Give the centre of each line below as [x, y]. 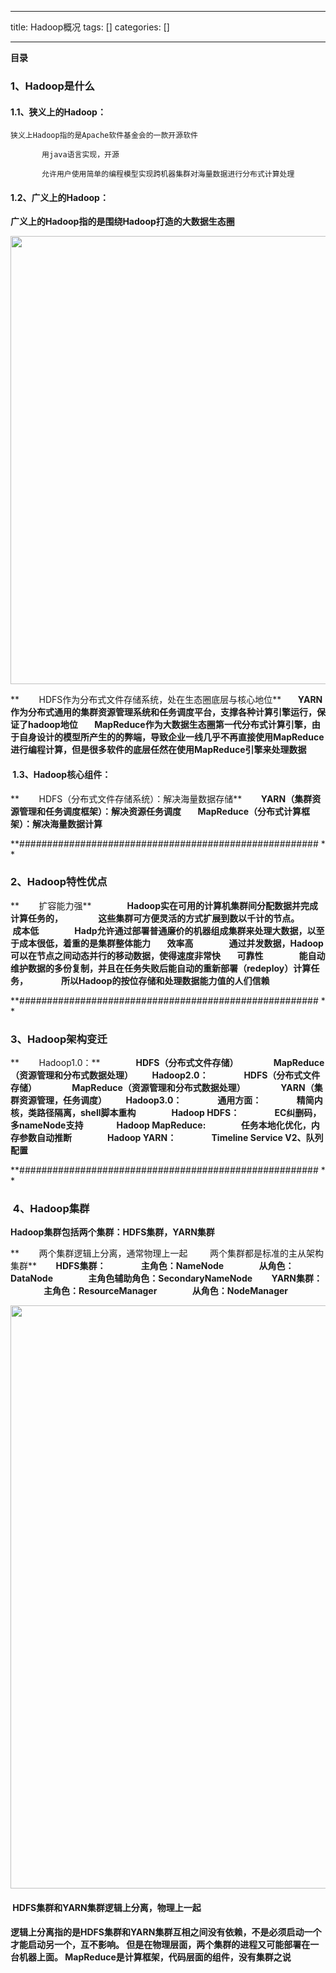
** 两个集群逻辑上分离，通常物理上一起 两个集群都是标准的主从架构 [167, 1253]
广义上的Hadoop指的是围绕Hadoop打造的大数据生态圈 [122, 222]
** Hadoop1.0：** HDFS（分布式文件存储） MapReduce [167, 1063]
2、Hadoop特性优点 [59, 882]
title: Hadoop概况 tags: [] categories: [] [90, 27]
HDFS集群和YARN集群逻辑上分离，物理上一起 [107, 1908]
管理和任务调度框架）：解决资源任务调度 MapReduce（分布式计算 [160, 811]
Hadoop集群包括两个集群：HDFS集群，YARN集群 [112, 1232]
